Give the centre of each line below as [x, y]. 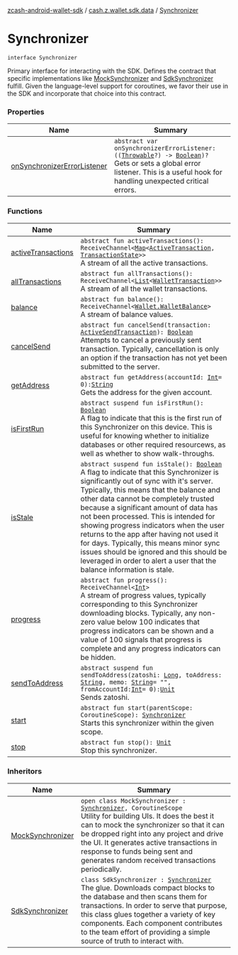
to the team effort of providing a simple [145, 932]
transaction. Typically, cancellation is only [150, 349]
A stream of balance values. [127, 314]
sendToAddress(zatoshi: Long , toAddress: [151, 675]
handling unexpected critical [161, 181]
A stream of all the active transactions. [144, 263]
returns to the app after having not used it [149, 534]
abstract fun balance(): [122, 299]
